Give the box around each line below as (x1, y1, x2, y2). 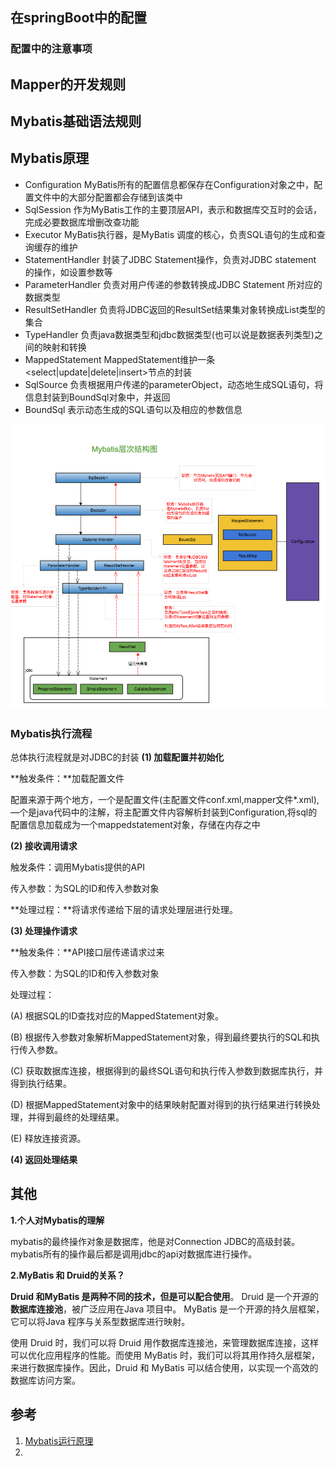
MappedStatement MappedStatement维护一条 (24, 353, 216, 365)
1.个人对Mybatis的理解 (10, 1214, 105, 1226)
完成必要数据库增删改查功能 (24, 216, 140, 228)
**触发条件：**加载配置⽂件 (10, 772, 125, 784)
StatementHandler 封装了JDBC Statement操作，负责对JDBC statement (24, 253, 317, 265)
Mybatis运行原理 (24, 1434, 94, 1447)
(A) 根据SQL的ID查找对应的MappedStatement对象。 (10, 1009, 225, 1022)
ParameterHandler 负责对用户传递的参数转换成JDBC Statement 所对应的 (24, 278, 323, 290)
